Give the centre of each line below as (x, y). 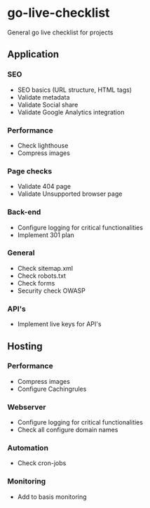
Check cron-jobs (42, 463)
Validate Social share (48, 105)
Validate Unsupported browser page (70, 194)
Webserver (27, 407)
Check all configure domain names (68, 430)
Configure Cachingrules (52, 389)
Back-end (24, 212)
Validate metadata (43, 97)
